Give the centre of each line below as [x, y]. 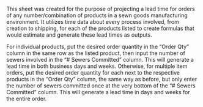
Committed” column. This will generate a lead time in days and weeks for [98, 92]
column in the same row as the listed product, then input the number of [96, 53]
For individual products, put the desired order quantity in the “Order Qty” [98, 46]
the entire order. [27, 98]
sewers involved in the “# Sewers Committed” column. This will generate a [100, 60]
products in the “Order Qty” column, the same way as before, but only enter [102, 79]
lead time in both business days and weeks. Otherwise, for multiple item [97, 66]
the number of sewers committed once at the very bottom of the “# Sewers [101, 86]
